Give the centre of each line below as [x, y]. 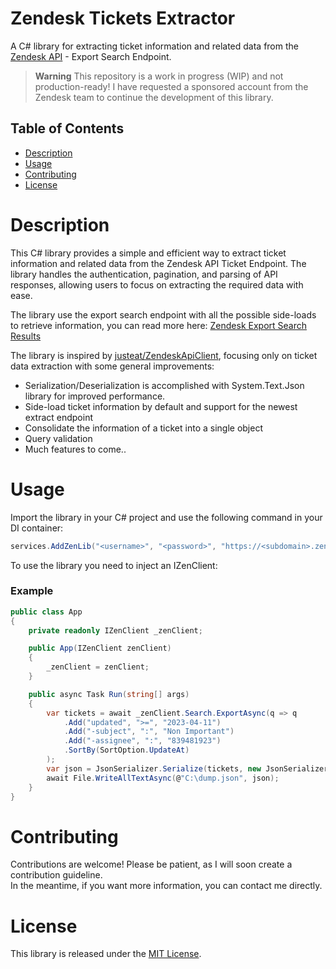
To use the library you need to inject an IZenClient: [114, 565]
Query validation [58, 438]
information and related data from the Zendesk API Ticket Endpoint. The [158, 263]
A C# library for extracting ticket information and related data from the [154, 46]
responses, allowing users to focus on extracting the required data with [157, 284]
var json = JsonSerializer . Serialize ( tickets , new [154, 768]
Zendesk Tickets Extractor [123, 18]
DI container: [37, 528]
